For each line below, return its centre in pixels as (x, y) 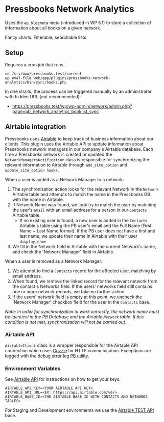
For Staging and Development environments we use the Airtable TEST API (80, 410)
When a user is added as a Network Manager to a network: (65, 179)
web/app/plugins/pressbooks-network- (72, 78)
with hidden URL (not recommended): (43, 96)
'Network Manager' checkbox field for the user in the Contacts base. (81, 302)
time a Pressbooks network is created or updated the (59, 154)
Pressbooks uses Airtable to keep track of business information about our (79, 139)
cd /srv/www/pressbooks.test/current (44, 74)
